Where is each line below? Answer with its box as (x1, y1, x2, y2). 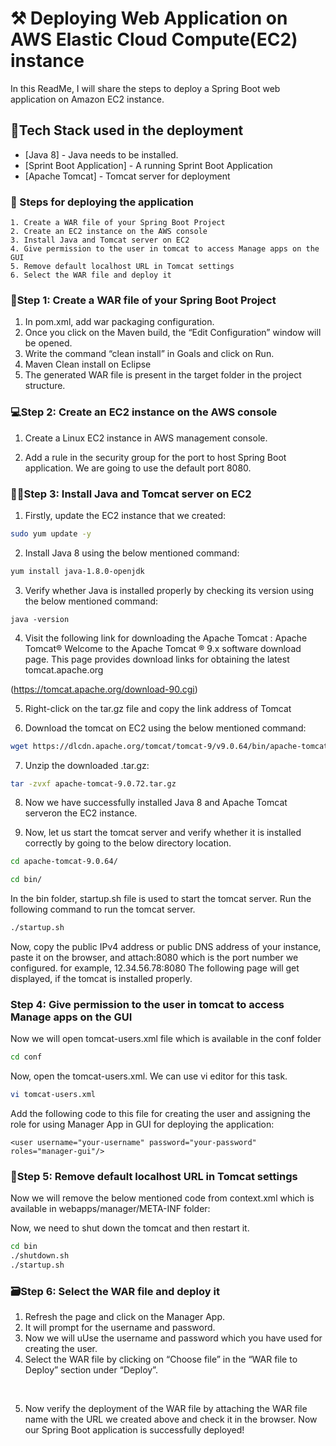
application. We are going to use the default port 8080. (24, 462, 252, 474)
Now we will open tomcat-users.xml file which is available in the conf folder (10, 1033, 322, 1045)
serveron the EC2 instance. (24, 807, 138, 819)
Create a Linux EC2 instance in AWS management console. (24, 432, 268, 444)
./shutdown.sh (10, 1251, 70, 1261)
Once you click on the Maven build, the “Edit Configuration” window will (24, 327, 322, 339)
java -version (10, 614, 70, 624)
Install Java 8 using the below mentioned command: (24, 547, 240, 559)
